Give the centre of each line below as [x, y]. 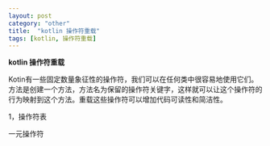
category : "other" [39, 23]
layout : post [30, 16]
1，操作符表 [27, 117]
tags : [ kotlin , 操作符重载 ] [52, 38]
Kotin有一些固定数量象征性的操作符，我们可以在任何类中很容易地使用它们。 [133, 79]
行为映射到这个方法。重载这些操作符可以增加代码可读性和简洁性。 [118, 100]
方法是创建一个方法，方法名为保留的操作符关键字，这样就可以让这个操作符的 [135, 90]
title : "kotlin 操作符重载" [54, 31]
